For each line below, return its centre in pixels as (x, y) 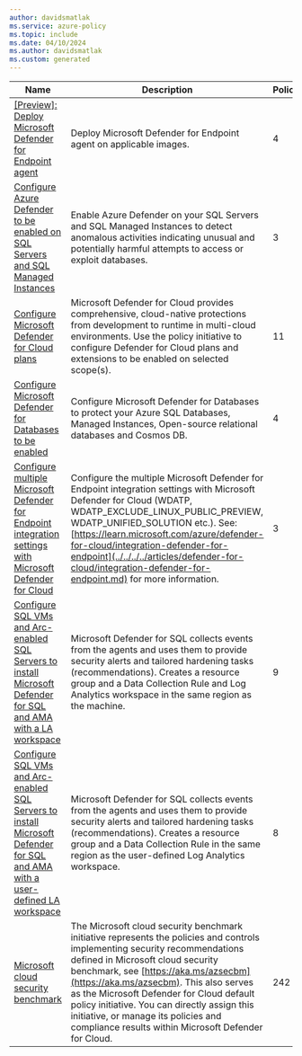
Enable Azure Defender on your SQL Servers (164, 215)
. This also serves (217, 982)
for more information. (174, 579)
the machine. (98, 706)
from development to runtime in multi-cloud (163, 325)
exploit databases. (109, 260)
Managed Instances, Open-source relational (164, 424)
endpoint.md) (99, 579)
